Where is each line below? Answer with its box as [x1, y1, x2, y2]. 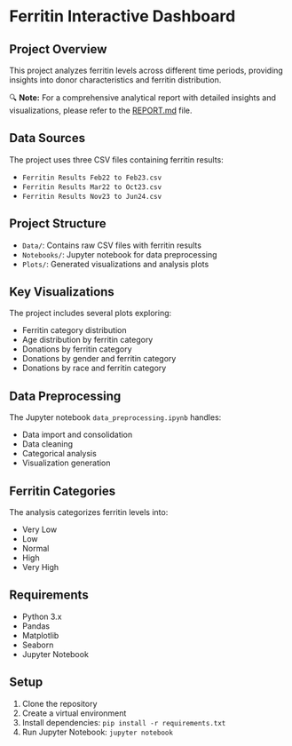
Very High [21, 562, 59, 573]
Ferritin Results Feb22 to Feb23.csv [21, 173, 162, 182]
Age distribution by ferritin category [21, 335, 154, 345]
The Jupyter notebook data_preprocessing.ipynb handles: [9, 412, 222, 423]
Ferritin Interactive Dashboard [9, 6, 236, 27]
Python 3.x [21, 611, 62, 622]
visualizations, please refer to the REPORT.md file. [9, 105, 193, 115]
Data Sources [9, 131, 86, 146]
